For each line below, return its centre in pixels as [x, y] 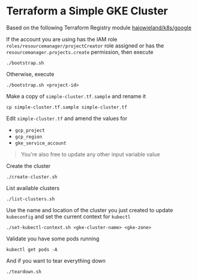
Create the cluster [28, 165]
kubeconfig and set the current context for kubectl [68, 216]
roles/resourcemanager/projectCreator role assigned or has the [85, 46]
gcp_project [30, 130]
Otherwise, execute [30, 74]
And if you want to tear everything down [56, 261]
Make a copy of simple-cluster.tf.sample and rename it [76, 96]
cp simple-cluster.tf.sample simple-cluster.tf [67, 107]
